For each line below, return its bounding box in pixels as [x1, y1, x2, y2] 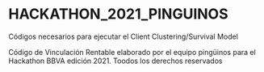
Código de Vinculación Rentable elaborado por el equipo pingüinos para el [8, 47, 256, 57]
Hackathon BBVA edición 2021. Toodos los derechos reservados [8, 56, 223, 66]
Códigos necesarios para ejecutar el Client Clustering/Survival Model [8, 32, 238, 41]
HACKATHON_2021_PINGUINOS [8, 5, 228, 23]
